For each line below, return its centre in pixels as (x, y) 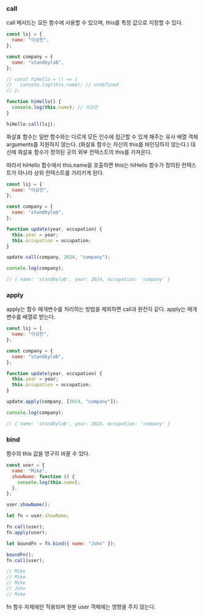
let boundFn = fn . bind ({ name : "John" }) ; (61, 544)
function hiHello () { (34, 102)
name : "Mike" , (30, 471)
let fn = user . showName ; (38, 516)
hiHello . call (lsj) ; (31, 124)
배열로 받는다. (39, 317)
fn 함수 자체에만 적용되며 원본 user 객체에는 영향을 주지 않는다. (81, 606)
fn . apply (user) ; (27, 532)
